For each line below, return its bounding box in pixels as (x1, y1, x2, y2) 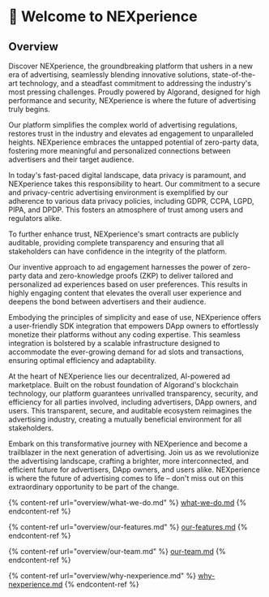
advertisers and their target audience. (8, 154, 134, 164)
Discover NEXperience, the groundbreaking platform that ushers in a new (8, 61, 254, 71)
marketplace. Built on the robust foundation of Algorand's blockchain (8, 380, 239, 389)
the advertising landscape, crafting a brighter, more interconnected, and (8, 456, 250, 465)
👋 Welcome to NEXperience (8, 7, 198, 26)
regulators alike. (8, 214, 62, 223)
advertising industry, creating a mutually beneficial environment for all (8, 414, 241, 424)
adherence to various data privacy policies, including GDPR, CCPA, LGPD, (8, 197, 254, 205)
